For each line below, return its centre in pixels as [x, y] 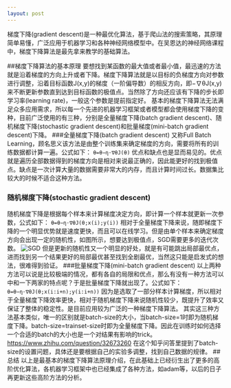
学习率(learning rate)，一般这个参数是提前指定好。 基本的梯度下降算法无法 [112, 100]
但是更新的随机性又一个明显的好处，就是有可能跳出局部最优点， [133, 248]
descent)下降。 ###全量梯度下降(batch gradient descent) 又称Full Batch [109, 134]
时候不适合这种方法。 [55, 178]
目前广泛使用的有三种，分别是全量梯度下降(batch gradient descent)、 [118, 117]
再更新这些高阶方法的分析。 [46, 377]
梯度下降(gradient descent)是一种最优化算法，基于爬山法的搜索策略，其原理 [114, 34]
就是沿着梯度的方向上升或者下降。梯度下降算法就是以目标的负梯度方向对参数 [115, 74]
